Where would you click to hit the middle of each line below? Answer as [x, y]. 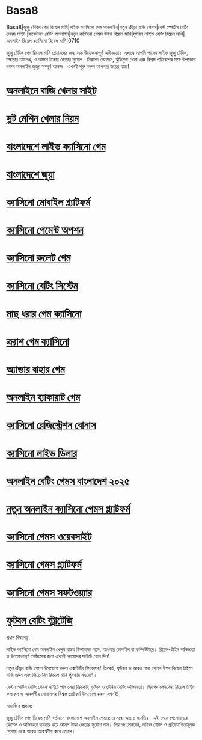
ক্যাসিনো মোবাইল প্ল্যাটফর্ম [48, 202]
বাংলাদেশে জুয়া [30, 174]
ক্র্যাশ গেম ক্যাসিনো [38, 342]
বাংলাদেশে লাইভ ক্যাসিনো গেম [56, 146]
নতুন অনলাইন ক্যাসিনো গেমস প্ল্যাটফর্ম [68, 509]
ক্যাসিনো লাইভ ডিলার [41, 453]
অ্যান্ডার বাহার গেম [35, 370]
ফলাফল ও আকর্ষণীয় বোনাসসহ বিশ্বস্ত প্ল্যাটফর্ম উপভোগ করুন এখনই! [63, 694]
